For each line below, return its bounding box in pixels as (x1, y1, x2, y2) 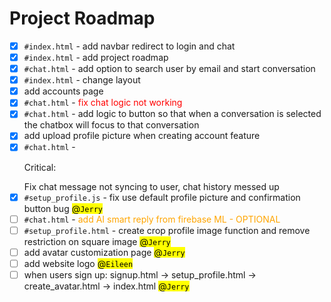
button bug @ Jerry (23, 202, 103, 214)
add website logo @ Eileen (23, 257, 134, 269)
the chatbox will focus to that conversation (23, 119, 200, 131)
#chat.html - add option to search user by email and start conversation (23, 63, 316, 75)
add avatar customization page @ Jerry (23, 246, 186, 258)
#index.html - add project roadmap (23, 52, 169, 63)
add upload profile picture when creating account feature (23, 130, 261, 142)
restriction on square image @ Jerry (23, 235, 171, 247)
